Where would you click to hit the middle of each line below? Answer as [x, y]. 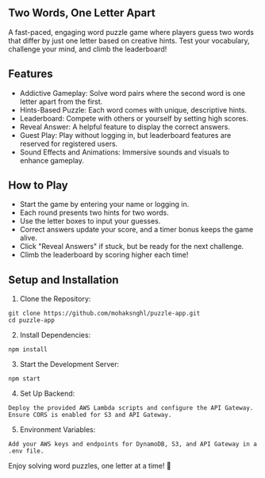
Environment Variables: [58, 430]
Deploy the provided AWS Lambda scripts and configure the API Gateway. [131, 408]
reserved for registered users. [69, 143]
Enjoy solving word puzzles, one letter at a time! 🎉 [90, 466]
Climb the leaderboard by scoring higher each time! [104, 255]
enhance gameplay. [52, 160]
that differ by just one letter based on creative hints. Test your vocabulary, [129, 40]
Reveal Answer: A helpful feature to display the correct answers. [125, 127]
